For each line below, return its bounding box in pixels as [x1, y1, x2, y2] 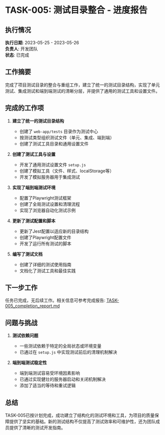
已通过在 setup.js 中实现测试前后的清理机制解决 [19, 349, 117, 355]
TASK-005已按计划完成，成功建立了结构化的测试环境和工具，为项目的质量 [5, 412, 155, 418]
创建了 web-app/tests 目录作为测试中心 [19, 128, 98, 134]
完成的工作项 [5, 104, 44, 112]
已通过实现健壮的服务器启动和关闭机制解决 [19, 376, 106, 382]
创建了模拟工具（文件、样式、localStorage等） [19, 168, 114, 174]
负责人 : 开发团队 [5, 46, 38, 52]
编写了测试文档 [12, 251, 43, 257]
